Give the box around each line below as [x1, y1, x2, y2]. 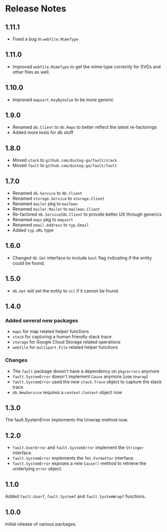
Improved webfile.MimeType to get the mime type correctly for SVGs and [12, 63, 161, 70]
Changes [5, 357, 28, 364]
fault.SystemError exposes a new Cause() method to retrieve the [12, 460, 147, 466]
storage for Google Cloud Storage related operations [12, 339, 121, 345]
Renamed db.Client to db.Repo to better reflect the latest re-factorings [12, 124, 157, 130]
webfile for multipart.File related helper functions [12, 344, 118, 350]
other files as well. [12, 69, 50, 75]
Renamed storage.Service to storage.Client [12, 195, 105, 202]
